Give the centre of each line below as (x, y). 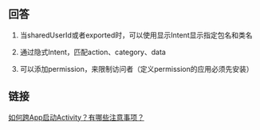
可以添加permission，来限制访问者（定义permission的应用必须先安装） (136, 69)
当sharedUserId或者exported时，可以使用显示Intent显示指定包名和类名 (136, 35)
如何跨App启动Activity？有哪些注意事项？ (77, 117)
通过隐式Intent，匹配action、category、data (93, 52)
